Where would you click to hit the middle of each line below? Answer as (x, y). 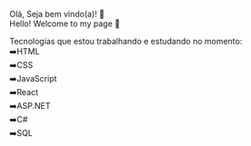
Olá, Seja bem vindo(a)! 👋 (57, 14)
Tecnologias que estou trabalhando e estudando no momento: (126, 41)
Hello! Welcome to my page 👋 (65, 24)
